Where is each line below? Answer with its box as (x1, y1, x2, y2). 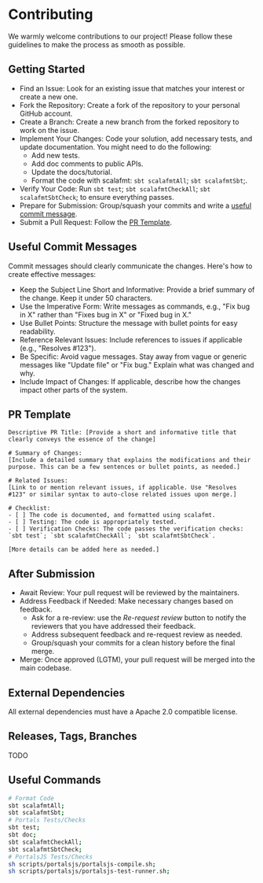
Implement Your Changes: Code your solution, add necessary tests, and (19, 134, 253, 143)
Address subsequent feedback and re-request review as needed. (31, 630, 243, 639)
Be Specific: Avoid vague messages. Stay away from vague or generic (19, 352, 247, 361)
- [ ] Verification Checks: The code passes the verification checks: (8, 525, 244, 533)
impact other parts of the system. (19, 385, 128, 394)
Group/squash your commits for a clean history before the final (31, 638, 236, 648)
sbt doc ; (8, 831, 37, 839)
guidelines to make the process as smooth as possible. (8, 39, 186, 49)
